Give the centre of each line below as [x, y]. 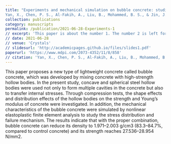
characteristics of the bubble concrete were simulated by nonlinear [76, 109]
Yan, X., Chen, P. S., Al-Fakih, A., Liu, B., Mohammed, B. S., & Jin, [83, 15]
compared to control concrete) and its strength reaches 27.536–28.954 [80, 131]
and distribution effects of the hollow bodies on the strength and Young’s [82, 99]
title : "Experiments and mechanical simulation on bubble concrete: [79, 10]
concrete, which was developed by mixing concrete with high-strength [79, 77]
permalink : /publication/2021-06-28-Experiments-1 [60, 29]
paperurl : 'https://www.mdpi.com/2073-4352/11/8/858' [64, 52]
